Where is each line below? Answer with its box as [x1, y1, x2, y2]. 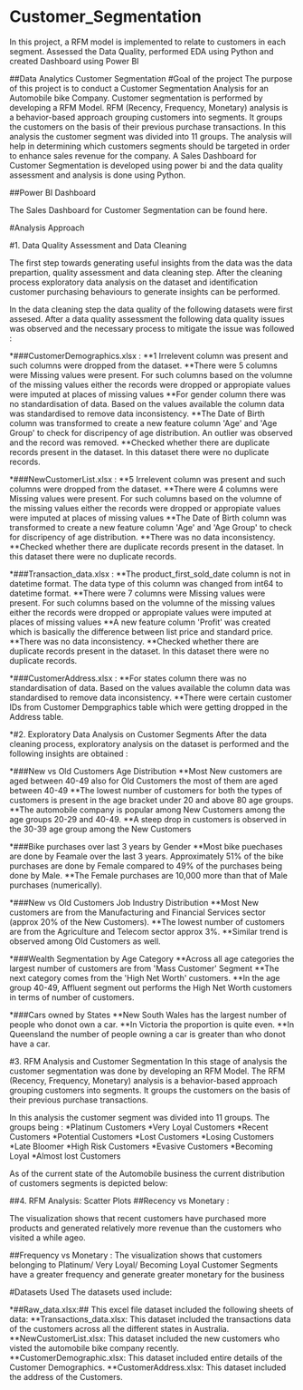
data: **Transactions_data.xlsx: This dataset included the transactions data [9, 1313, 291, 1325]
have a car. [9, 1038, 51, 1049]
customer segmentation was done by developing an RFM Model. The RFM [9, 1065, 286, 1076]
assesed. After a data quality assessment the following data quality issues [9, 313, 285, 324]
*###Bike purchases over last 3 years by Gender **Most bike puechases [9, 841, 283, 851]
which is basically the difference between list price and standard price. [9, 626, 273, 637]
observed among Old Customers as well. [9, 936, 161, 947]
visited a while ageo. [9, 1231, 86, 1243]
